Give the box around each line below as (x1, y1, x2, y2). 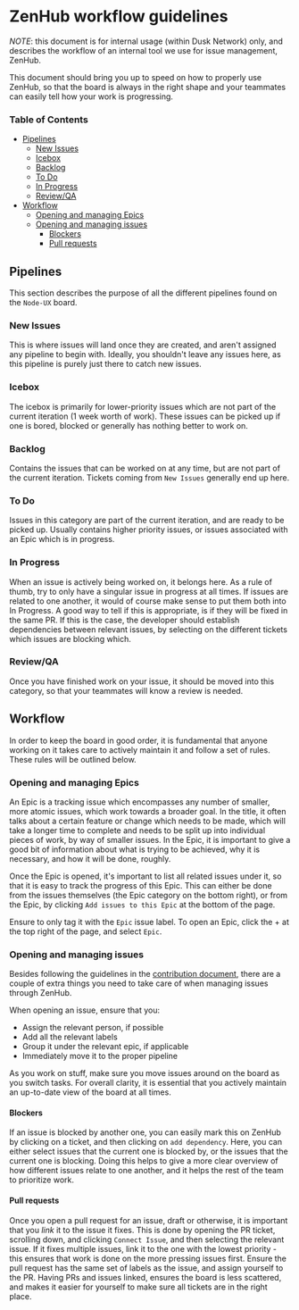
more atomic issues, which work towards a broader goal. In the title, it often (9, 805, 287, 816)
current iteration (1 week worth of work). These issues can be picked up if (9, 411, 281, 421)
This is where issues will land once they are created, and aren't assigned (9, 339, 277, 350)
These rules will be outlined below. (9, 754, 137, 764)
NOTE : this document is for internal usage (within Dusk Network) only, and (9, 36, 284, 46)
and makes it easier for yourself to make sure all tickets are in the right (9, 1281, 268, 1292)
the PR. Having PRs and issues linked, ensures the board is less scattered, (9, 1272, 282, 1282)
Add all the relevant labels (21, 1031, 118, 1042)
